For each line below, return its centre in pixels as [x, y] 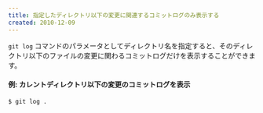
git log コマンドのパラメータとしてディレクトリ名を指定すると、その [121, 46]
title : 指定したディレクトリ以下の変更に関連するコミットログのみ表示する [114, 15]
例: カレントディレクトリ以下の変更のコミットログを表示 [99, 85]
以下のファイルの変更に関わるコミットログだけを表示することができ [139, 55]
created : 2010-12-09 [42, 23]
